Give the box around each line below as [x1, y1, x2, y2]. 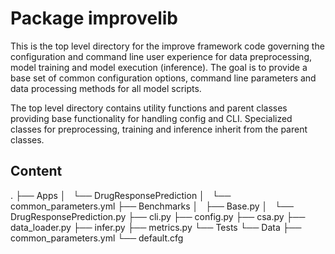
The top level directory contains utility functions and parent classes [10, 102, 288, 114]
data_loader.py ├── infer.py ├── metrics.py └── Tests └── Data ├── [10, 221, 302, 233]
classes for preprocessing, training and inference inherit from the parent [10, 123, 308, 135]
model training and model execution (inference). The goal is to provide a [10, 61, 308, 73]
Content [10, 163, 63, 180]
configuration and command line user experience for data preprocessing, [10, 50, 313, 62]
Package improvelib [10, 7, 178, 30]
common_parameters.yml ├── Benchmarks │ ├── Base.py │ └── [10, 200, 294, 212]
